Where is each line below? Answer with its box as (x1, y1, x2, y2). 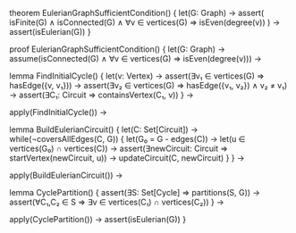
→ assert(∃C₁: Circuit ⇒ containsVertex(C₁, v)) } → (9, 89, 194, 100)
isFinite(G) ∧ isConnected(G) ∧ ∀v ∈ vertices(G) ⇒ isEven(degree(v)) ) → (9, 17, 281, 28)
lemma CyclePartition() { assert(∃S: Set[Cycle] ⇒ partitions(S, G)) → (9, 187, 261, 197)
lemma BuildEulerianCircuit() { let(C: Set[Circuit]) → (9, 124, 199, 135)
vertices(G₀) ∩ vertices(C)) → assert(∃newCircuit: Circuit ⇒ (9, 143, 228, 154)
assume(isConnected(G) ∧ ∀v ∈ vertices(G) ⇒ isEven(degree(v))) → (9, 54, 262, 63)
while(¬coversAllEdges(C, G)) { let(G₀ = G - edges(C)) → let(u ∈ (9, 134, 246, 144)
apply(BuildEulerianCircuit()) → (9, 170, 123, 180)
